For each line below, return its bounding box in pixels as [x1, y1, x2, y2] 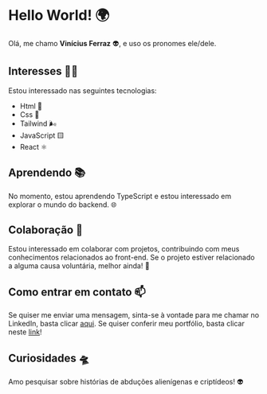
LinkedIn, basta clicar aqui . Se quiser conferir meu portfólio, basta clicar [8, 319, 245, 329]
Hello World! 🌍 [8, 6, 110, 25]
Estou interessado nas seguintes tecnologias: [8, 85, 157, 96]
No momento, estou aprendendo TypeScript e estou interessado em [8, 191, 232, 201]
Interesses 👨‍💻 [8, 64, 78, 78]
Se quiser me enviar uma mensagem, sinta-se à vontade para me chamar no [8, 310, 260, 320]
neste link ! [8, 327, 42, 337]
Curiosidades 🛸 [8, 351, 90, 365]
